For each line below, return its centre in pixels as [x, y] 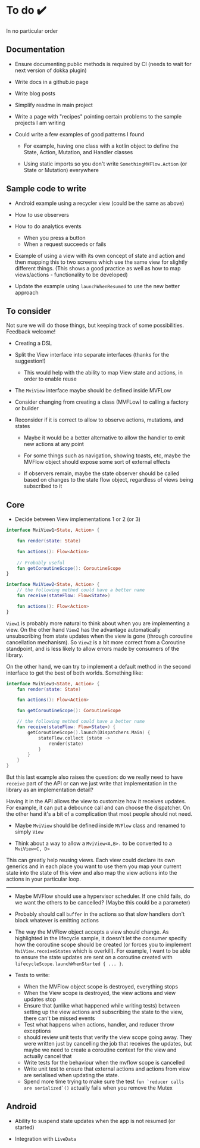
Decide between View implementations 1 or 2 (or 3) [78, 519]
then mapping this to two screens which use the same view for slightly [101, 262]
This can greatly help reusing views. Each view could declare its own [91, 860]
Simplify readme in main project [54, 105]
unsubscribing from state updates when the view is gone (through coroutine [99, 636]
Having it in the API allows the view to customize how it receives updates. [96, 801]
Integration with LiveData [45, 1138]
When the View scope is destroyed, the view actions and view [100, 993]
